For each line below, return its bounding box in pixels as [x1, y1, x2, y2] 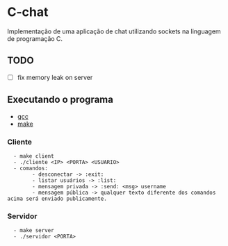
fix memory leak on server [17, 73, 93, 81]
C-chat [7, 4, 49, 20]
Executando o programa [7, 94, 113, 106]
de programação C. [7, 34, 63, 42]
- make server [13, 227, 54, 234]
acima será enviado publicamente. [7, 195, 108, 202]
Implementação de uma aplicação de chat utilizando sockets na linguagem [7, 27, 221, 35]
